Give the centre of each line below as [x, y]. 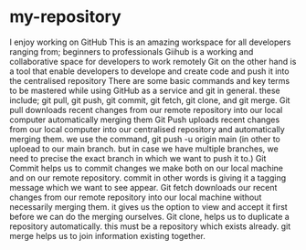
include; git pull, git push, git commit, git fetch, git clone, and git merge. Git [150, 100]
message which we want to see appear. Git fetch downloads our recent [143, 187]
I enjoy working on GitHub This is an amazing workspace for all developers [150, 42]
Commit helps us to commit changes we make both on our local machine [146, 168]
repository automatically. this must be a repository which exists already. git [150, 226]
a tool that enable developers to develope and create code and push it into [149, 71]
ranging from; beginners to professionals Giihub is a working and [132, 51]
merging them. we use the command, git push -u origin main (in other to [145, 139]
